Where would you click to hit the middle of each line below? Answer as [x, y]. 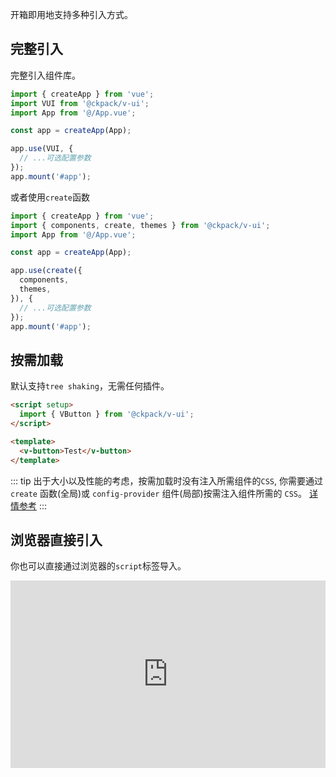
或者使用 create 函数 [50, 197]
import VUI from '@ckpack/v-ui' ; [80, 103]
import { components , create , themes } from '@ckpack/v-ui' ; [140, 225]
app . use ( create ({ [46, 271]
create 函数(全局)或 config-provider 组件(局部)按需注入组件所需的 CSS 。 [159, 493]
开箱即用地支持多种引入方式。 [71, 14]
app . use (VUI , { [42, 149]
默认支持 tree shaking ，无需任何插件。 [90, 386]
